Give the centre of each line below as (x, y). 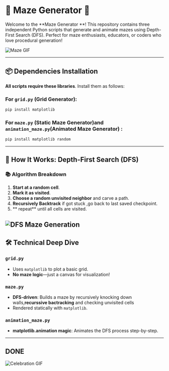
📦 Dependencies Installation (52, 71)
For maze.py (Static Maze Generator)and (55, 122)
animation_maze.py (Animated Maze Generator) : (64, 129)
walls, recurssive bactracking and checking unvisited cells (73, 303)
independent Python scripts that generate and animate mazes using (75, 29)
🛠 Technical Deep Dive (42, 243)
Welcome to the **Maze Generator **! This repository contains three (77, 24)
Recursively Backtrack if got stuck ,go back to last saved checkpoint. (85, 203)
